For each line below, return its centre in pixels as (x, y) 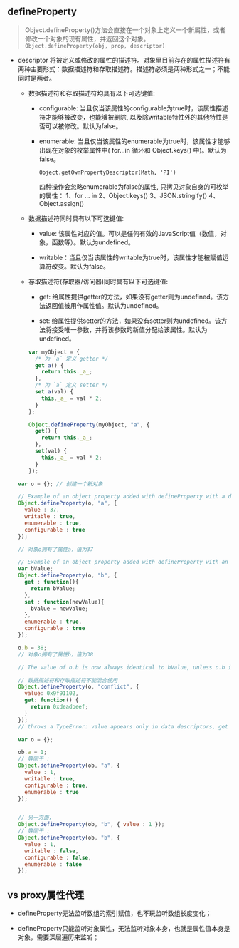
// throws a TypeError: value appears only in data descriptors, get (123, 726)
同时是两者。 (36, 78)
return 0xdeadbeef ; (60, 707)
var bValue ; (35, 569)
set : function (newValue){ (64, 602)
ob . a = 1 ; (32, 752)
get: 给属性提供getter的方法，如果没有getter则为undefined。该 (131, 297)
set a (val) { (54, 392)
